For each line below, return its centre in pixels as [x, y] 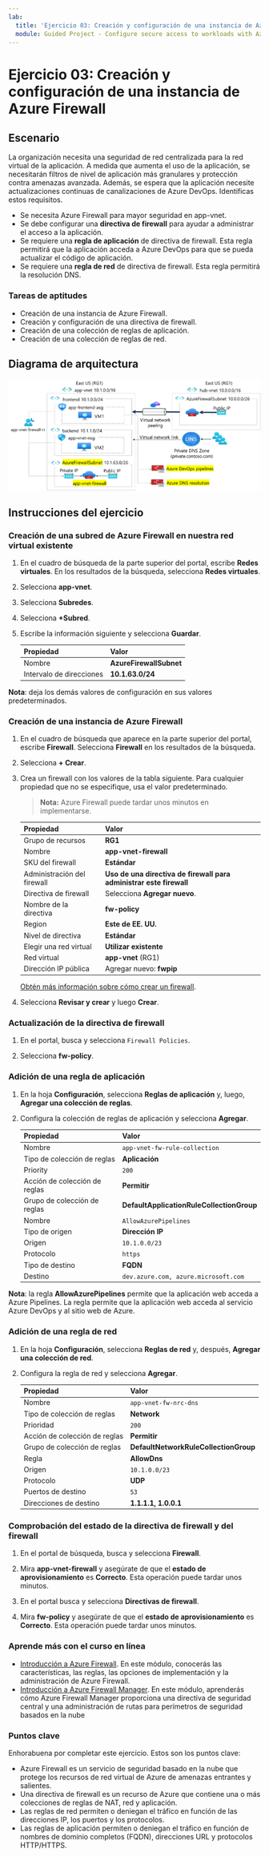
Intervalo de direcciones [64, 674]
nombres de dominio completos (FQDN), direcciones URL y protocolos [137, 1836]
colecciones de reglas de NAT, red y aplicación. [98, 1803]
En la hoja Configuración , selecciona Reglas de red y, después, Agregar [140, 1349]
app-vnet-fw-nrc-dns [164, 1403]
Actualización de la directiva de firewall [86, 1023]
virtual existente [41, 545]
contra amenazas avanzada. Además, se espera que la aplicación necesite [131, 183]
